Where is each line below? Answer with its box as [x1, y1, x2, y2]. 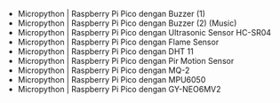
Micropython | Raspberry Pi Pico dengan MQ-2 [17, 65, 190, 75]
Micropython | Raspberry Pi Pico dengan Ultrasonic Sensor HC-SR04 [17, 28, 272, 37]
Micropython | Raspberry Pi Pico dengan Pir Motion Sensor [17, 56, 235, 66]
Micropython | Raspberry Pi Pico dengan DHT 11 [17, 46, 194, 57]
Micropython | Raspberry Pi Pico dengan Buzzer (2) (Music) [17, 18, 237, 28]
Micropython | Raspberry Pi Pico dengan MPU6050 [17, 75, 206, 84]
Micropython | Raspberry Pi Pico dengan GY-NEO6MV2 [17, 84, 221, 94]
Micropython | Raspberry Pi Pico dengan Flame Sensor [17, 36, 220, 47]
